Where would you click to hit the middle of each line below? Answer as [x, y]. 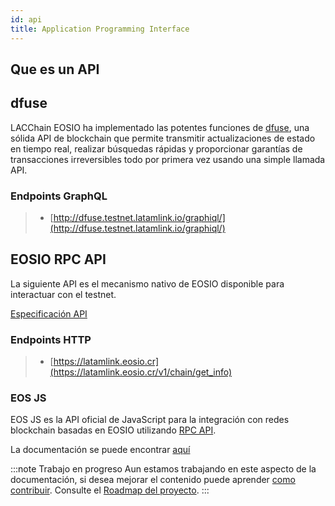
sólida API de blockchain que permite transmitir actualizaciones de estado [163, 138]
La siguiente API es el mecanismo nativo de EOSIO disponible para [147, 283]
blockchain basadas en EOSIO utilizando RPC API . [113, 430]
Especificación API [49, 313]
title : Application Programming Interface [100, 29]
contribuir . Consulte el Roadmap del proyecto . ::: [110, 490]
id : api [26, 19]
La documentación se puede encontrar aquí [100, 450]
